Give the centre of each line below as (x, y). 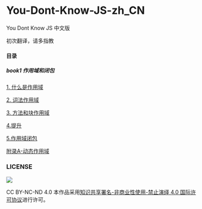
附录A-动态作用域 (28, 151)
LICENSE (20, 167)
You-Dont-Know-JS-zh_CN (76, 11)
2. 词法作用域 (23, 99)
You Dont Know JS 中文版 (38, 28)
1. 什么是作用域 (25, 87)
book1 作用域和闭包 (30, 70)
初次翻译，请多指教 (30, 40)
